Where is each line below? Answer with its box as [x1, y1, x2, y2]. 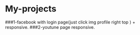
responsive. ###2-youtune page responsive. [5, 24, 95, 30]
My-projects [5, 3, 57, 14]
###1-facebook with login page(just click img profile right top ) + [5, 19, 136, 25]
